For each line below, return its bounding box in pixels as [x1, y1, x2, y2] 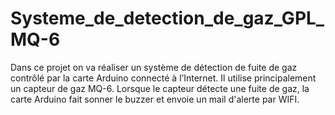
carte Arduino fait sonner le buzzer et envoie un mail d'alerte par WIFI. [10, 93, 300, 105]
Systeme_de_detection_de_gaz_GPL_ [10, 7, 325, 30]
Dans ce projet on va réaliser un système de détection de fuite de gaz [10, 61, 298, 73]
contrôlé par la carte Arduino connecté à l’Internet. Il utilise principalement [10, 72, 317, 84]
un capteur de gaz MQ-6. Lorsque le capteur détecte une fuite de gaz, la [10, 82, 310, 94]
